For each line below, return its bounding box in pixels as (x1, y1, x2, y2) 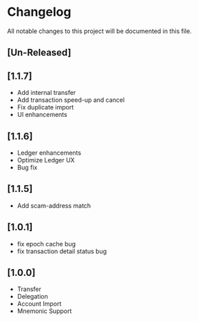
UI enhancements (16, 111, 67, 119)
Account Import (16, 300, 62, 308)
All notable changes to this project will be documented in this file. (7, 27, 192, 35)
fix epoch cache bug (16, 239, 76, 248)
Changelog (7, 4, 71, 20)
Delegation (16, 292, 48, 301)
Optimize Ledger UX (16, 155, 75, 164)
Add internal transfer (16, 89, 76, 97)
